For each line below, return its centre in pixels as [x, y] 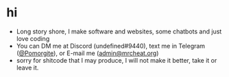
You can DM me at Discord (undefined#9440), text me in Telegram [111, 46]
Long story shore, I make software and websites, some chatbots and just [119, 31]
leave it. [27, 67]
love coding [33, 38]
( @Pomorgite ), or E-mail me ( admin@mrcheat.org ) [87, 53]
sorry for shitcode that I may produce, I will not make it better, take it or [117, 60]
